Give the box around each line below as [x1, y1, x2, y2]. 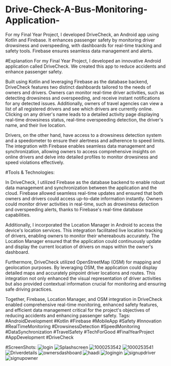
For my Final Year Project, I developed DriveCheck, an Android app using [5, 31, 159, 37]
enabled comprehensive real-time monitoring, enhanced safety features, [5, 301, 159, 308]
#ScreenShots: [5, 344, 37, 350]
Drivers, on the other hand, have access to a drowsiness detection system [5, 132, 162, 138]
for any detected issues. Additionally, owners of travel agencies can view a [5, 100, 163, 106]
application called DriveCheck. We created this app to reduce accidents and [5, 63, 166, 69]
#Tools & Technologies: [5, 169, 55, 175]
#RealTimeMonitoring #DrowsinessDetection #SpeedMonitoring [5, 323, 140, 329]
